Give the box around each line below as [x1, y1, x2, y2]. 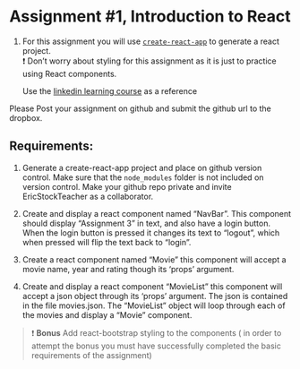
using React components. [21, 68, 117, 79]
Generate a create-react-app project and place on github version [21, 162, 262, 173]
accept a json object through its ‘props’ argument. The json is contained [21, 290, 288, 301]
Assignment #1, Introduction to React [9, 6, 291, 27]
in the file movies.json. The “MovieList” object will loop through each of [21, 300, 286, 311]
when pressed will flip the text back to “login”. [21, 236, 192, 247]
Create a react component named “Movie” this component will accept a [21, 253, 287, 265]
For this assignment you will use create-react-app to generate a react [21, 36, 280, 47]
